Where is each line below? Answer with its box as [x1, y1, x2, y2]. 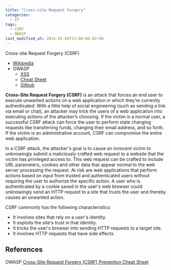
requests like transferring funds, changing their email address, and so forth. [5, 124, 164, 131]
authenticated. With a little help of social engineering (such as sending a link [5, 102, 166, 109]
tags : [5, 22, 17, 27]
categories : [5, 12, 31, 17]
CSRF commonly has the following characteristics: [5, 204, 111, 210]
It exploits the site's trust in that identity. [12, 219, 97, 225]
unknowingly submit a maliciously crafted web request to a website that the [5, 151, 164, 157]
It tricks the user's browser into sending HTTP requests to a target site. [12, 225, 162, 231]
